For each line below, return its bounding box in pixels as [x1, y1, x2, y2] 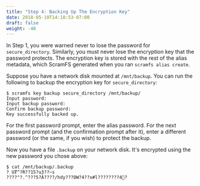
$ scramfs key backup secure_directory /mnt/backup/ [6, 90, 141, 96]
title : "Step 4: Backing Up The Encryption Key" [6, 8, 130, 15]
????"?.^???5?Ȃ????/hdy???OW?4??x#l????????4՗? [6, 175, 128, 181]
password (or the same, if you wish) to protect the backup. [6, 135, 151, 142]
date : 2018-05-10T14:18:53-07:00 [6, 14, 90, 20]
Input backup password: [6, 101, 66, 107]
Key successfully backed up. [6, 111, 79, 117]
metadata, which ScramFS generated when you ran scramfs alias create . [6, 61, 190, 68]
